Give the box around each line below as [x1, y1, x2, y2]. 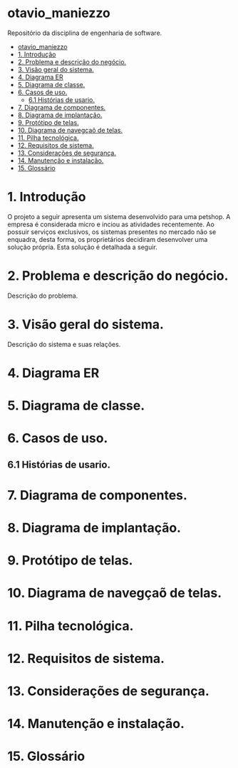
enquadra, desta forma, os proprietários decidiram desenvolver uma [7, 235, 208, 243]
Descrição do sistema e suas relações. [7, 340, 121, 348]
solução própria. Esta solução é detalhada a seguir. [7, 243, 158, 251]
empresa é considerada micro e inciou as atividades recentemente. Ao [7, 220, 215, 228]
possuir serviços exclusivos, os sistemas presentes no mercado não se [7, 227, 217, 236]
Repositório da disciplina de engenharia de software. [7, 29, 162, 37]
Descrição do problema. [7, 291, 78, 300]
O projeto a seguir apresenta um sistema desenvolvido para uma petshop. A [7, 212, 231, 221]
